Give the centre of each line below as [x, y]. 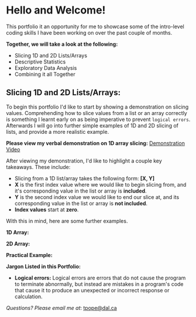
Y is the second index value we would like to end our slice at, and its [97, 197]
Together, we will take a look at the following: [62, 44]
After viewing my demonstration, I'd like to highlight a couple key [84, 161]
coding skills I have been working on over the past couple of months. [89, 32]
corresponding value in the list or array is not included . [81, 203]
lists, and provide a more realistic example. [58, 131]
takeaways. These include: [38, 167]
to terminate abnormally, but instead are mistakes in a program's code [99, 284]
